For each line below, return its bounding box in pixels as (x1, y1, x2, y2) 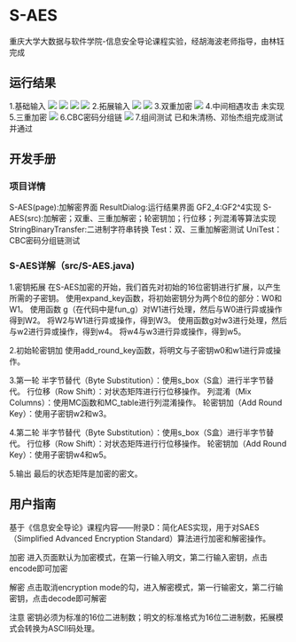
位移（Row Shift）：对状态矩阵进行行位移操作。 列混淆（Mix (34, 385, 252, 396)
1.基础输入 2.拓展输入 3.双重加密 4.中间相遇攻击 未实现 (9, 100, 285, 111)
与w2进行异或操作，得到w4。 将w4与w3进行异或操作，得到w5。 (9, 326, 246, 337)
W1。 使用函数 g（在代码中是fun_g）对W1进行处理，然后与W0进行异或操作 (9, 304, 283, 314)
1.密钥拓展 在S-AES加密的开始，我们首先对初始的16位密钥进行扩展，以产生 (9, 281, 282, 292)
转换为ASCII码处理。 (24, 622, 100, 633)
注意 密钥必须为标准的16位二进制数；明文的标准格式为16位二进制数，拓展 (9, 612, 277, 622)
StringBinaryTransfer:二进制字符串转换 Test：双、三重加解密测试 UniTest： (9, 224, 283, 235)
